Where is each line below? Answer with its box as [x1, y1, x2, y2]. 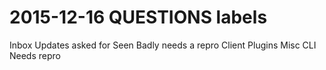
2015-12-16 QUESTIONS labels [9, 6, 268, 29]
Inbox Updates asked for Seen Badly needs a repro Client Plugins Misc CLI [9, 39, 317, 51]
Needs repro [9, 49, 61, 61]
